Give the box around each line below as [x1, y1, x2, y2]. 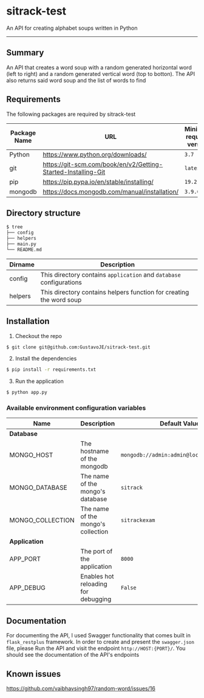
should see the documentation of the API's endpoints [6, 651, 140, 659]
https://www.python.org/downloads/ [42, 150, 147, 158]
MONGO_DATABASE [9, 484, 68, 492]
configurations [40, 278, 82, 286]
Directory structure [6, 208, 81, 218]
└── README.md [6, 246, 42, 252]
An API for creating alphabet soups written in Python [6, 24, 138, 32]
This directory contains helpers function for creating [40, 288, 189, 296]
